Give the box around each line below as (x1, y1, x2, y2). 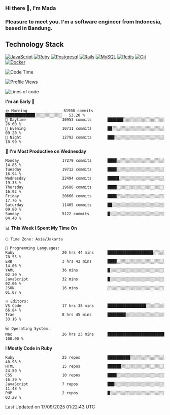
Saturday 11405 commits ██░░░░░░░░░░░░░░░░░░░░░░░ (5, 202, 165, 207)
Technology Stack (5, 40, 64, 49)
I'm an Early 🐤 (5, 98, 35, 105)
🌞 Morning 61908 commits (5, 108, 93, 113)
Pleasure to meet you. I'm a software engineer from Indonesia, (5, 18, 162, 25)
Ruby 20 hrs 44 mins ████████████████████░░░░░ (5, 250, 165, 255)
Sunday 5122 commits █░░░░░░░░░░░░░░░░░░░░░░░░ (5, 211, 165, 216)
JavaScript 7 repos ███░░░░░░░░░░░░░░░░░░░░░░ (5, 382, 165, 387)
